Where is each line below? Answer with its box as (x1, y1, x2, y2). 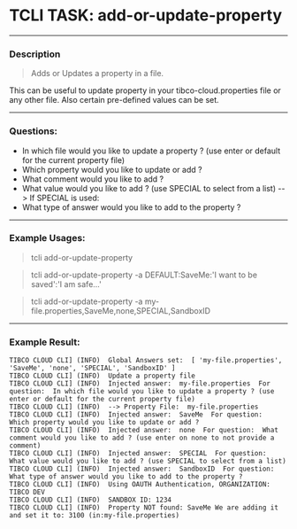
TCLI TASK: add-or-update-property (9, 5, 283, 26)
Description (9, 48, 61, 60)
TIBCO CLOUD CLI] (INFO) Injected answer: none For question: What (9, 426, 278, 435)
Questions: (9, 125, 58, 137)
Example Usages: (9, 232, 86, 245)
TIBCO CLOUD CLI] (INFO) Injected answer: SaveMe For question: (9, 410, 263, 419)
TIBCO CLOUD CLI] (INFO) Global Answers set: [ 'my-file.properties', (9, 356, 283, 365)
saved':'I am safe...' (30, 278, 102, 289)
